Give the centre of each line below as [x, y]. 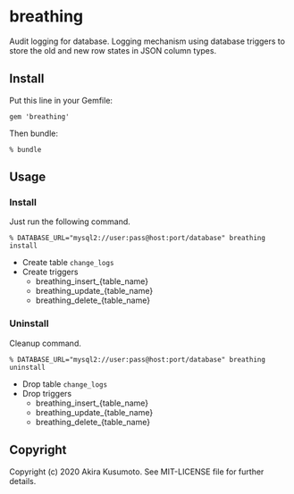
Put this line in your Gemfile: [61, 100]
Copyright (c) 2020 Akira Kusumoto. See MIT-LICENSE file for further [137, 472]
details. [23, 481]
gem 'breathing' [39, 117]
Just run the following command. [70, 222]
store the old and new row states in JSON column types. [113, 50]
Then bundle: [34, 133]
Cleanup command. [46, 343]
